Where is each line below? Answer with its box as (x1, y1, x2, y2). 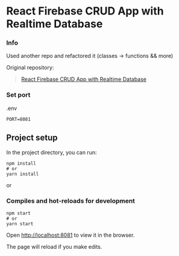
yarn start (6, 220, 34, 227)
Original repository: (6, 64, 54, 71)
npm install (6, 160, 36, 167)
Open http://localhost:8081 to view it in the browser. (6, 231, 135, 238)
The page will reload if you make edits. (6, 243, 102, 250)
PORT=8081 (6, 116, 31, 122)
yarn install (6, 171, 39, 177)
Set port (6, 91, 31, 99)
